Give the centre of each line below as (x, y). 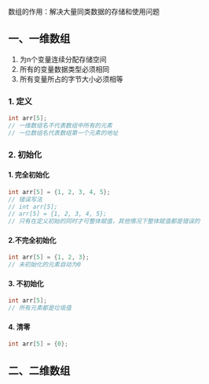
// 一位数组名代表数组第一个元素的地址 (63, 132)
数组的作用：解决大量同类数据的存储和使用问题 (84, 11)
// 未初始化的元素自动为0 (44, 265)
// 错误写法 (26, 199)
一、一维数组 (39, 39)
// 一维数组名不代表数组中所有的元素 (60, 125)
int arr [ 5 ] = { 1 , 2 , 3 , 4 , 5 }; (59, 192)
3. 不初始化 (26, 283)
